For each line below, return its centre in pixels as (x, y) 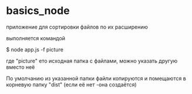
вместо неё (21, 67)
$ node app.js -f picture (35, 49)
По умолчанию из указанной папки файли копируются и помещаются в (96, 78)
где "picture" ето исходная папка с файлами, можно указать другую (92, 61)
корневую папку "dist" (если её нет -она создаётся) (71, 84)
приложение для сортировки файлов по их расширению (77, 27)
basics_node (38, 11)
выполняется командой (36, 38)
